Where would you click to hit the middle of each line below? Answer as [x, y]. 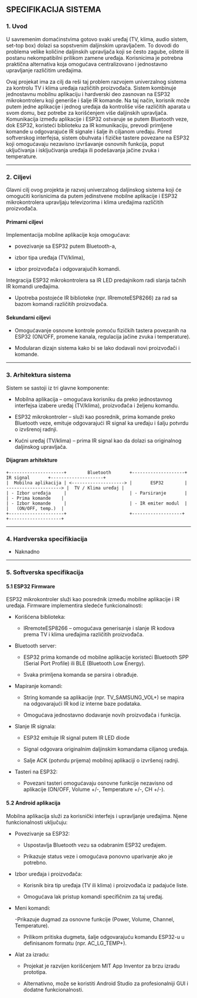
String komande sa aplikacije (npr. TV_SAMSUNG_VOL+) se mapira [104, 697]
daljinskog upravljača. [41, 447]
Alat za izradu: [32, 954]
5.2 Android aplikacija [33, 803]
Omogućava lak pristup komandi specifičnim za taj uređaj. [93, 897]
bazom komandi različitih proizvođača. [61, 304]
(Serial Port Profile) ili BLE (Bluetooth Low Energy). [84, 663]
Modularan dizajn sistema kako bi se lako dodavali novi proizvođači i [97, 348]
